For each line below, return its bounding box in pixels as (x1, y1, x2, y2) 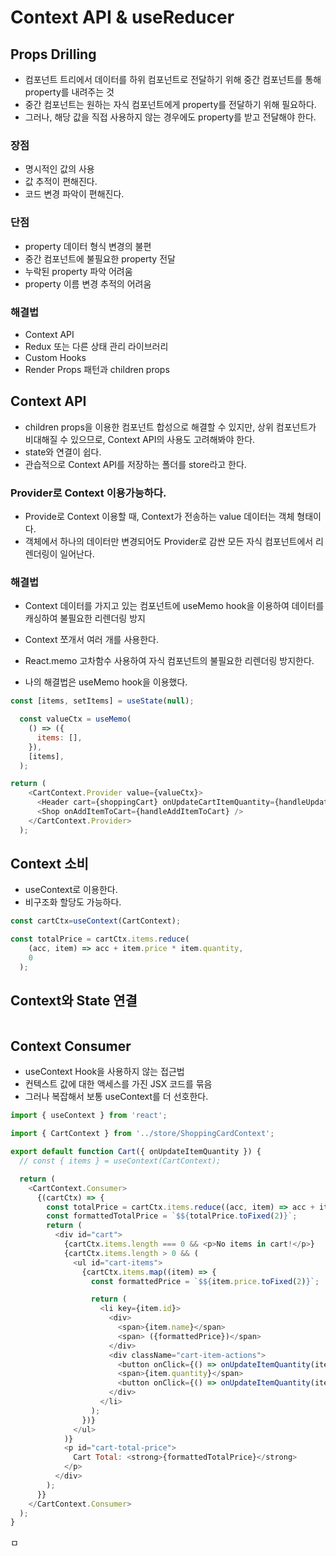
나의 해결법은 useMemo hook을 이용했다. (24, 676, 188, 688)
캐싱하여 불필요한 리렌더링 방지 (24, 612, 146, 625)
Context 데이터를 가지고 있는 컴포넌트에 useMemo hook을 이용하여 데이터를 (24, 600, 325, 612)
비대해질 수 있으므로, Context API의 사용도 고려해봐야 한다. (24, 433, 256, 445)
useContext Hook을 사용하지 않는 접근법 (24, 1066, 185, 1078)
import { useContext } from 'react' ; (10, 1111, 168, 1121)
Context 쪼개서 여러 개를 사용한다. (24, 634, 159, 646)
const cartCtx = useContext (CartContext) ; (10, 916, 182, 926)
